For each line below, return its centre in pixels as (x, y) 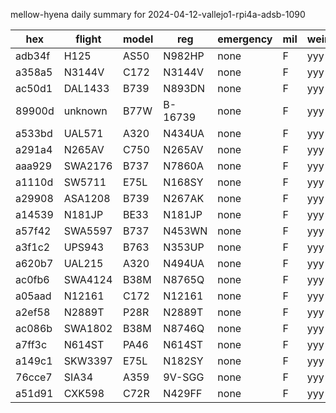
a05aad (33, 296)
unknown (85, 111)
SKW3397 (88, 361)
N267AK (184, 198)
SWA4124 (88, 279)
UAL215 (83, 263)
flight (88, 39)
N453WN (185, 231)
